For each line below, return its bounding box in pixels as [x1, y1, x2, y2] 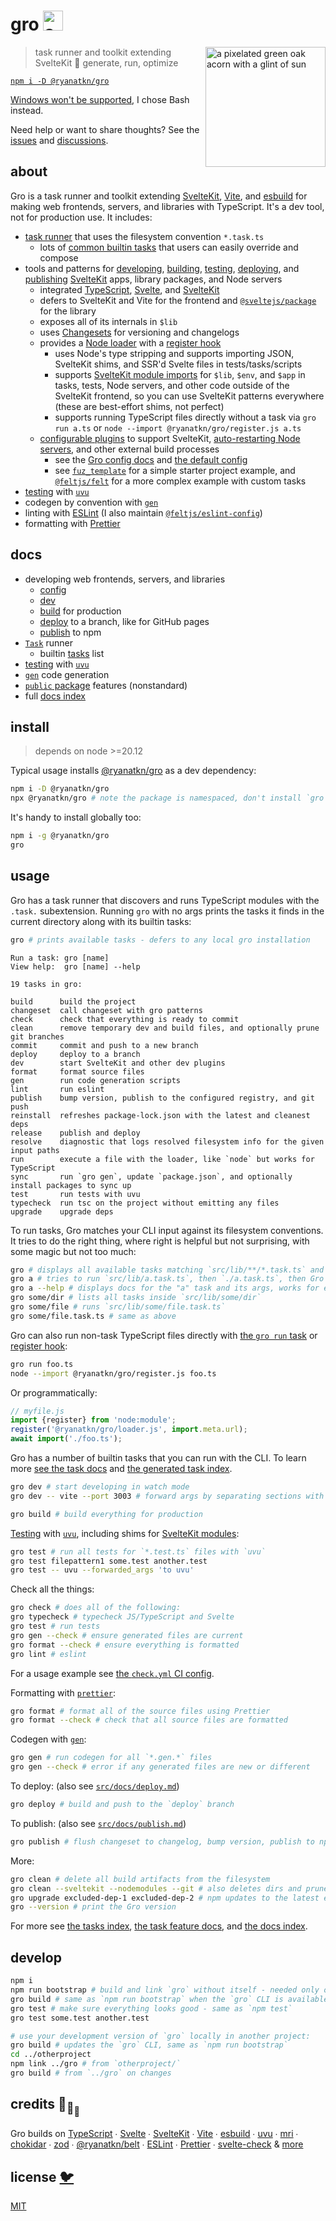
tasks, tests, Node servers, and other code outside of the [54, 379, 290, 391]
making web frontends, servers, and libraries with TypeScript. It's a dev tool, [10, 200, 325, 212]
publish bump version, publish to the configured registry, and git [10, 1093, 315, 1103]
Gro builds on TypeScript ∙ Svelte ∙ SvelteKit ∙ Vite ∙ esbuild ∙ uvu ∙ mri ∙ [10, 2128, 299, 2140]
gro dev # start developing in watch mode [10, 1482, 190, 1492]
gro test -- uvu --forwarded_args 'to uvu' [10, 1565, 195, 1575]
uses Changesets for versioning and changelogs [39, 326, 240, 338]
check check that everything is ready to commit [10, 1014, 240, 1024]
